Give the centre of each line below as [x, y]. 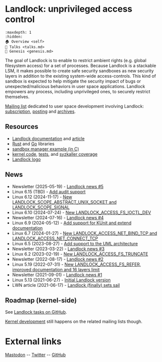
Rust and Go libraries [33, 144]
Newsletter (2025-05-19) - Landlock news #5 [58, 186]
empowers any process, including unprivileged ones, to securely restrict [78, 91]
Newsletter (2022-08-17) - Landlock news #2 [58, 259]
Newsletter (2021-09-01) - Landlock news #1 [57, 275]
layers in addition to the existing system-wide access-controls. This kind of [81, 76]
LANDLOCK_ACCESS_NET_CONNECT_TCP [55, 238]
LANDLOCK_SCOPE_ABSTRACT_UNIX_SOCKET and [64, 202]
